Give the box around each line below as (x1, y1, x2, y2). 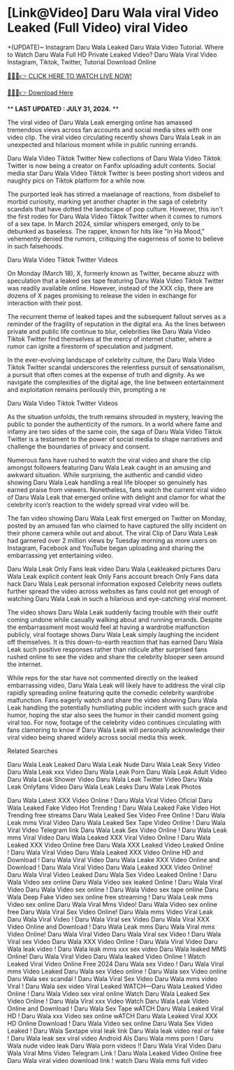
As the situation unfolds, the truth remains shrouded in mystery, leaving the (7, 412, 224, 421)
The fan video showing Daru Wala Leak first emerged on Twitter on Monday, (7, 514, 227, 522)
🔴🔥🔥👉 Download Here (7, 88, 73, 97)
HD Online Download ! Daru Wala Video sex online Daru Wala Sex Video (7, 1019, 214, 1027)
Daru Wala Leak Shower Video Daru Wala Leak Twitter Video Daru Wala (7, 775, 213, 783)
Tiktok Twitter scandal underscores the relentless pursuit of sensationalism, (7, 362, 226, 372)
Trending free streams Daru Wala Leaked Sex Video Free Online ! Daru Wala (7, 810, 226, 819)
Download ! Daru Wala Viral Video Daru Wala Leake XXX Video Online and (7, 855, 220, 864)
